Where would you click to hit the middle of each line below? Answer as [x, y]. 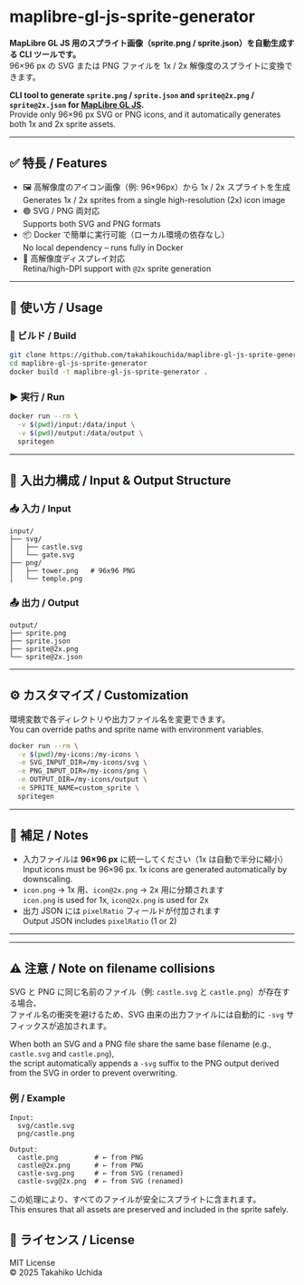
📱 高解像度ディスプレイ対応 [73, 258]
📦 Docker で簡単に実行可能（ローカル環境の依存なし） [126, 234]
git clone [28, 355]
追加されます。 [84, 1026]
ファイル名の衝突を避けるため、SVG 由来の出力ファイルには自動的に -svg [147, 1015]
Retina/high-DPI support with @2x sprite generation [117, 268]
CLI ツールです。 [50, 54]
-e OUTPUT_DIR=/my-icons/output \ [82, 780]
